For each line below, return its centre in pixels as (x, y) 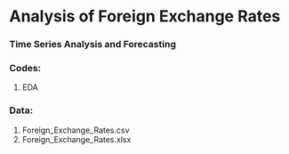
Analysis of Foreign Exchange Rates (145, 16)
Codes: (25, 69)
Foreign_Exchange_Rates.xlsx (76, 139)
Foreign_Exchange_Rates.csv (76, 130)
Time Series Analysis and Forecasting (92, 45)
